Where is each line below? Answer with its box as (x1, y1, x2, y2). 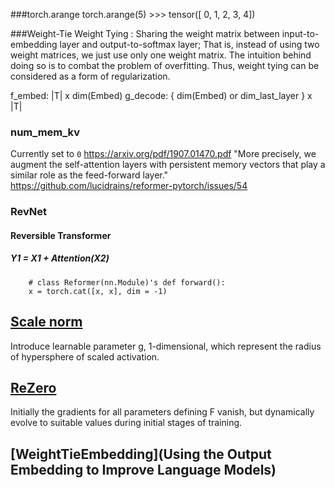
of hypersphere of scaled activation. (10, 350, 160, 363)
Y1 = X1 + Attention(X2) (10, 252, 110, 264)
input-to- (281, 28, 320, 39)
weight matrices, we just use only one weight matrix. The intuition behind (10, 49, 312, 61)
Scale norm (10, 314, 83, 331)
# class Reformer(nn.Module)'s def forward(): (28, 277, 226, 288)
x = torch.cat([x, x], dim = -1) (28, 286, 168, 296)
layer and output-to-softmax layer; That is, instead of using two (59, 39, 320, 50)
